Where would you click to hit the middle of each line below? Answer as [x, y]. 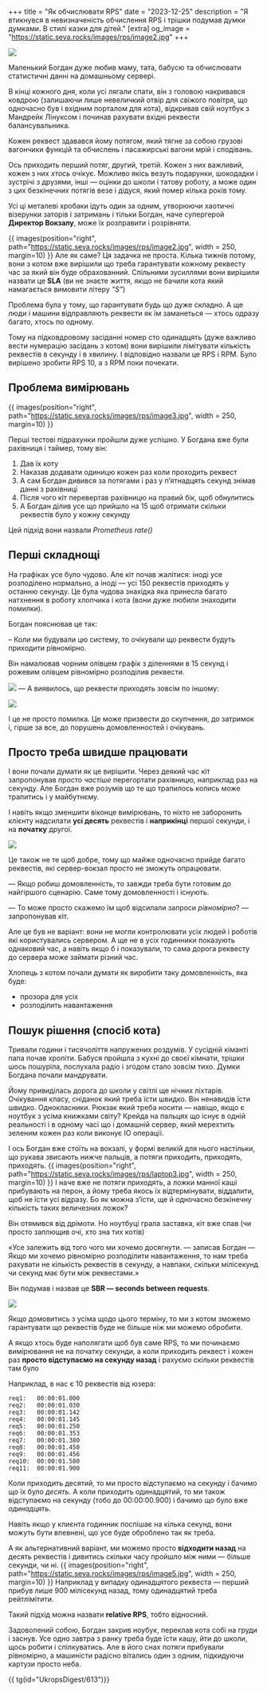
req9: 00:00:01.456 [44, 1455]
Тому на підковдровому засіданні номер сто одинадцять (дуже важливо [132, 337]
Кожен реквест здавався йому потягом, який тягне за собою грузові [126, 141]
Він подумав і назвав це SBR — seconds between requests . [109, 1288]
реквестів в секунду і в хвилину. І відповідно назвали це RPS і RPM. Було [133, 354]
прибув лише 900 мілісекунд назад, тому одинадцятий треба [113, 1590]
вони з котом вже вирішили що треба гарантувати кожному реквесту [127, 264]
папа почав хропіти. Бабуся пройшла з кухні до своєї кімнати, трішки [126, 1058]
